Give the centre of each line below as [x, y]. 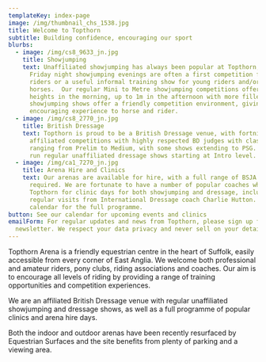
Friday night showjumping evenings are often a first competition [141, 74]
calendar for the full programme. [86, 207]
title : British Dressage [63, 126]
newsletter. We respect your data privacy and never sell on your [127, 229]
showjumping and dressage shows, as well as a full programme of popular [129, 309]
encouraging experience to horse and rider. [104, 112]
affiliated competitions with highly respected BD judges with [136, 141]
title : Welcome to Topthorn [55, 30]
